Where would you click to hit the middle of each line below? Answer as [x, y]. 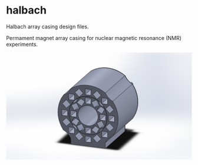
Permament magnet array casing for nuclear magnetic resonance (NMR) [94, 38]
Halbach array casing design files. [47, 27]
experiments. [22, 44]
